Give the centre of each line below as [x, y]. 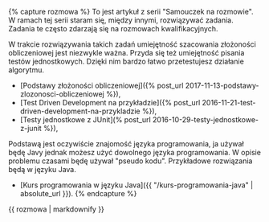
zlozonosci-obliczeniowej [62, 94]
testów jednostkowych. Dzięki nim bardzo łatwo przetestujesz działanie [126, 61]
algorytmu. [26, 70]
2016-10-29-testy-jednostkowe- [206, 119]
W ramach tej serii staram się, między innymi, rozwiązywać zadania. [121, 20]
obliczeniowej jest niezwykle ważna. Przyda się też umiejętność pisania [126, 53]
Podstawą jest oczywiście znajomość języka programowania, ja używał [126, 144]
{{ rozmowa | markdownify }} [56, 209]
